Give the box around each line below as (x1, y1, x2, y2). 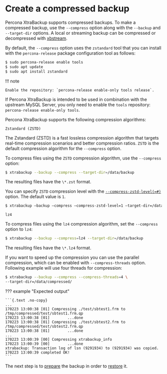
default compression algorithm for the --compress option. (5, 145, 122, 151)
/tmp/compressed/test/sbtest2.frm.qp (5, 324, 83, 329)
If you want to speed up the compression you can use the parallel (5, 254, 139, 261)
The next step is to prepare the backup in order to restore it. (5, 363, 128, 369)
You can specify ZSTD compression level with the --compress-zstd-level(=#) (5, 188, 162, 194)
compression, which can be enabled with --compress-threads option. (5, 260, 146, 266)
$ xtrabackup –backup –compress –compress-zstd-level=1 (5, 203, 123, 209)
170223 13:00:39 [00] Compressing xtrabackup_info (5, 337, 112, 342)
